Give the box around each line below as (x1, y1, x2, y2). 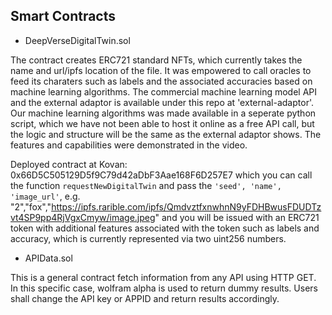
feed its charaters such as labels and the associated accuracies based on (10, 75, 313, 87)
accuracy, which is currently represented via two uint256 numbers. (10, 232, 287, 244)
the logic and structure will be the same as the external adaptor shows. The (10, 128, 322, 140)
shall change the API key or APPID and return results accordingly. (10, 292, 280, 304)
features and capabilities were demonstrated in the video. (10, 139, 248, 151)
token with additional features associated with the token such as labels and (10, 222, 320, 234)
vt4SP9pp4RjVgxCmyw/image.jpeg (10, 211, 156, 223)
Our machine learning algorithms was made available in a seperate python (10, 107, 317, 119)
